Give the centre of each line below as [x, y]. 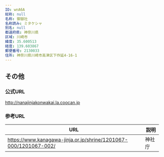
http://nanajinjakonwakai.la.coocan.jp [43, 103]
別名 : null [15, 28]
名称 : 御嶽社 [16, 19]
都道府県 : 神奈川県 [22, 32]
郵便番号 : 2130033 [22, 51]
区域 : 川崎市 [16, 37]
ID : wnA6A [15, 10]
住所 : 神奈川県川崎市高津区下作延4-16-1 [41, 55]
